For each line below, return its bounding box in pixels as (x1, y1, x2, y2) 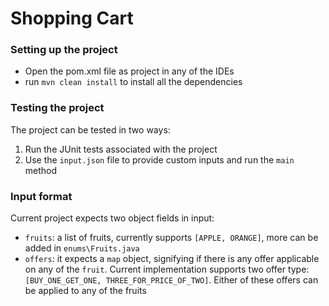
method (24, 164, 58, 176)
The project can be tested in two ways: (10, 123, 171, 136)
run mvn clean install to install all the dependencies (24, 76, 243, 88)
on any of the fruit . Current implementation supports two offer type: (24, 263, 310, 276)
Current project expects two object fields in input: (10, 212, 215, 224)
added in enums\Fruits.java (24, 242, 140, 254)
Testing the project (10, 101, 105, 115)
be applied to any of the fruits (24, 285, 147, 297)
